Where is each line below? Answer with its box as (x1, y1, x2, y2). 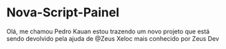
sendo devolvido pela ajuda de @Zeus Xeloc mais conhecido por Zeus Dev (6, 34, 220, 42)
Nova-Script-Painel (6, 5, 120, 20)
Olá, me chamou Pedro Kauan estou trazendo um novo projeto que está (6, 27, 210, 35)
